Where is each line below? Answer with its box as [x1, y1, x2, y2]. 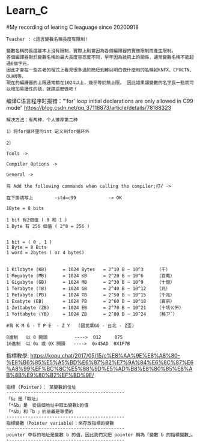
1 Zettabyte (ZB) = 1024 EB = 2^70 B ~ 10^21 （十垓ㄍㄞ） [6, 304, 184, 311]
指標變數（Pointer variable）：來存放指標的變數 [6, 420, 114, 426]
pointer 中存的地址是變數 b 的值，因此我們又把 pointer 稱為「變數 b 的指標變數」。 [6, 431, 196, 438]
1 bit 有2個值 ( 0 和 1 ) [6, 217, 68, 223]
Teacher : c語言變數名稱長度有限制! [6, 36, 88, 42]
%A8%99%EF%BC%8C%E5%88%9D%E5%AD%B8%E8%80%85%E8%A [6, 365, 193, 372]
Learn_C [6, 4, 49, 17]
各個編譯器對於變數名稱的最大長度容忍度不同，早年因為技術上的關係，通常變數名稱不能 [6, 54, 190, 60]
